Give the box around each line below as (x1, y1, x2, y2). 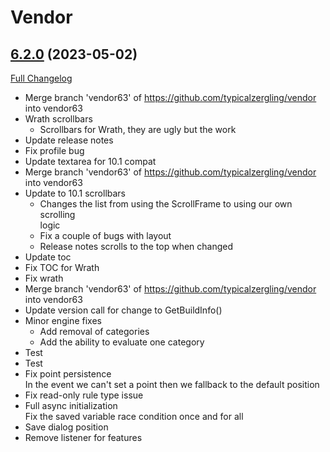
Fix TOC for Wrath (24, 262, 100, 273)
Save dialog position (24, 421, 109, 433)
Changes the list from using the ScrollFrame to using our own (39, 198, 293, 210)
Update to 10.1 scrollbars (24, 187, 126, 199)
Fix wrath (24, 272, 64, 284)
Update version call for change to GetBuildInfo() (24, 304, 223, 316)
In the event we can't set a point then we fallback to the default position (24, 379, 320, 390)
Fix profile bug (24, 145, 85, 156)
